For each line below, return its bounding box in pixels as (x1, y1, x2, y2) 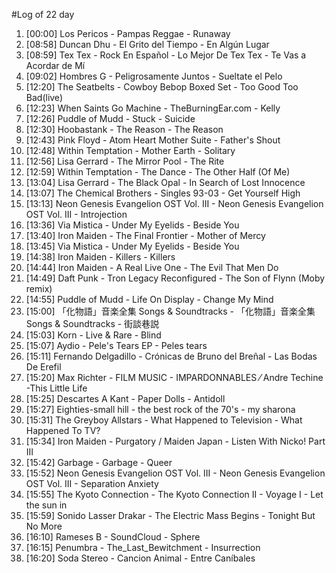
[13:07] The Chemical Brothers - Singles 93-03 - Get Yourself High (25, 187, 301, 199)
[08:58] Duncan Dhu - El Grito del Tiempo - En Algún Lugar (25, 39, 270, 50)
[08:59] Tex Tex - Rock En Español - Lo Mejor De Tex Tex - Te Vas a (25, 49, 307, 61)
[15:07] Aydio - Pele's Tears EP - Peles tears (25, 340, 208, 351)
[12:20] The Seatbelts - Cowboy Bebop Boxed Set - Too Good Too (25, 81, 299, 93)
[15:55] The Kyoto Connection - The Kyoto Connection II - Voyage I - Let (25, 489, 324, 500)
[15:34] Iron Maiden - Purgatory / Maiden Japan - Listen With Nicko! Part (25, 435, 326, 447)
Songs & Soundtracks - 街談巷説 (25, 318, 160, 329)
